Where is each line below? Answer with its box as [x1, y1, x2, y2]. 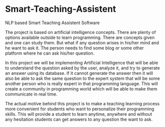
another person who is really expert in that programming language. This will [5, 80, 158, 87]
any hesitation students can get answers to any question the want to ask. [5, 116, 153, 122]
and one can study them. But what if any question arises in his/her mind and [5, 39, 159, 45]
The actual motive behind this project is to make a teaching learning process [5, 100, 160, 106]
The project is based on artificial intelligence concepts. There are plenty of [5, 29, 156, 35]
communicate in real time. [5, 91, 57, 97]
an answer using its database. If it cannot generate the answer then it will [5, 70, 153, 76]
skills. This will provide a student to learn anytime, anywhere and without [5, 111, 152, 117]
